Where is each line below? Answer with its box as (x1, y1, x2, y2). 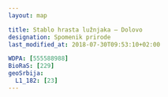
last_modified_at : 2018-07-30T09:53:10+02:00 (8, 40, 160, 48)
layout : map (8, 11, 47, 20)
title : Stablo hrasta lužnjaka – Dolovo (8, 25, 144, 34)
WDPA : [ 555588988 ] (8, 54, 69, 63)
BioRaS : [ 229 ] (8, 62, 55, 70)
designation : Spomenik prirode (8, 33, 111, 41)
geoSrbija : (8, 69, 44, 77)
